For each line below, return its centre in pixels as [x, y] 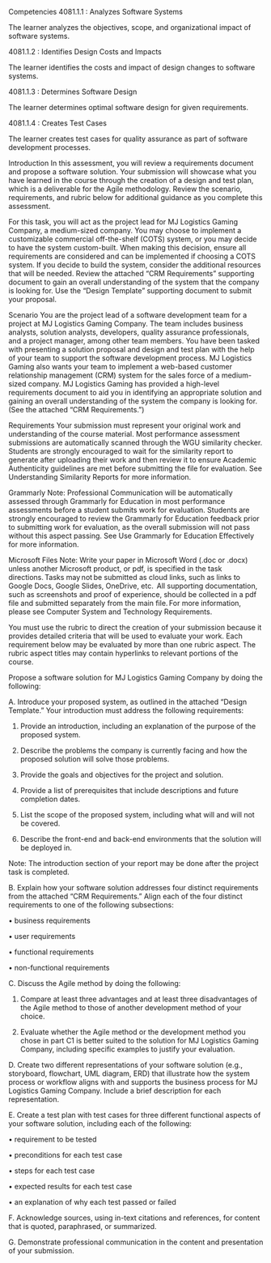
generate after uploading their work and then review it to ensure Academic [133, 460]
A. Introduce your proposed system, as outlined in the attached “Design [128, 702]
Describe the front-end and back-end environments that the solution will [140, 839]
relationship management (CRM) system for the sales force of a [114, 375]
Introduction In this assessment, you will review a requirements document [131, 163]
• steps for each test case [52, 1171]
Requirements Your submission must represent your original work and [125, 425]
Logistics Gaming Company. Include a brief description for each [115, 1090]
